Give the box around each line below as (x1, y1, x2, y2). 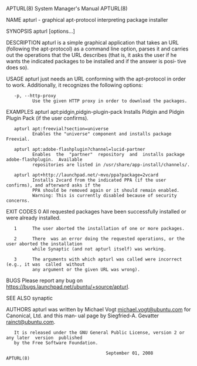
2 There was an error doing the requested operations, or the (13, 236, 185, 242)
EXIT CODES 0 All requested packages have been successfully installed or (6, 208, 186, 215)
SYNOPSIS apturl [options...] (6, 28, 75, 35)
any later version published (6, 335, 83, 341)
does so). (6, 64, 29, 71)
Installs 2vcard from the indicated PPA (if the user (32, 177, 167, 183)
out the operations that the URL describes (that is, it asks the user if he (6, 52, 177, 58)
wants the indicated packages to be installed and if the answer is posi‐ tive (6, 58, 186, 65)
